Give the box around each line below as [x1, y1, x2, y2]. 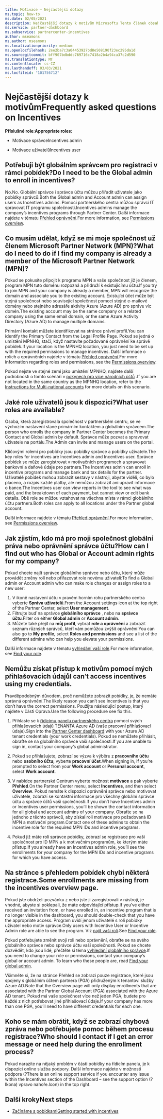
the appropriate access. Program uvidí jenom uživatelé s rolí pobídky [5, 917, 142, 923]
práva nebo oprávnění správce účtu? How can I [5, 542, 149, 550]
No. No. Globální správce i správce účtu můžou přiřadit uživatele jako [5, 189, 142, 195]
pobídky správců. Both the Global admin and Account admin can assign [5, 194, 147, 200]
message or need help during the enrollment [5, 1040, 142, 1049]
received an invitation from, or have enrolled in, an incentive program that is [5, 907, 156, 913]
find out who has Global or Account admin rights [5, 549, 154, 558]
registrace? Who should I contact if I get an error [5, 1032, 153, 1041]
